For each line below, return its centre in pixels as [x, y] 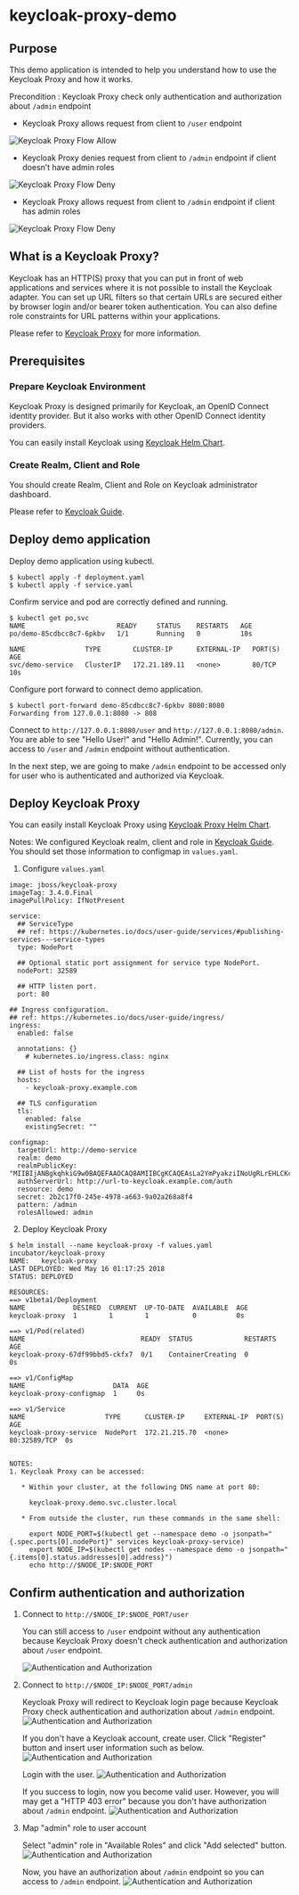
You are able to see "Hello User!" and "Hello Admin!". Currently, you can [141, 739]
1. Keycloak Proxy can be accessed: [77, 1472]
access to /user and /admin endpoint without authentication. [119, 749]
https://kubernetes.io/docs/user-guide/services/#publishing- [166, 932]
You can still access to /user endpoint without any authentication [141, 1631]
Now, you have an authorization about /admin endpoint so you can [143, 1872]
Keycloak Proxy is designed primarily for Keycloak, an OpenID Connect [139, 406]
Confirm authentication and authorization [127, 1592]
